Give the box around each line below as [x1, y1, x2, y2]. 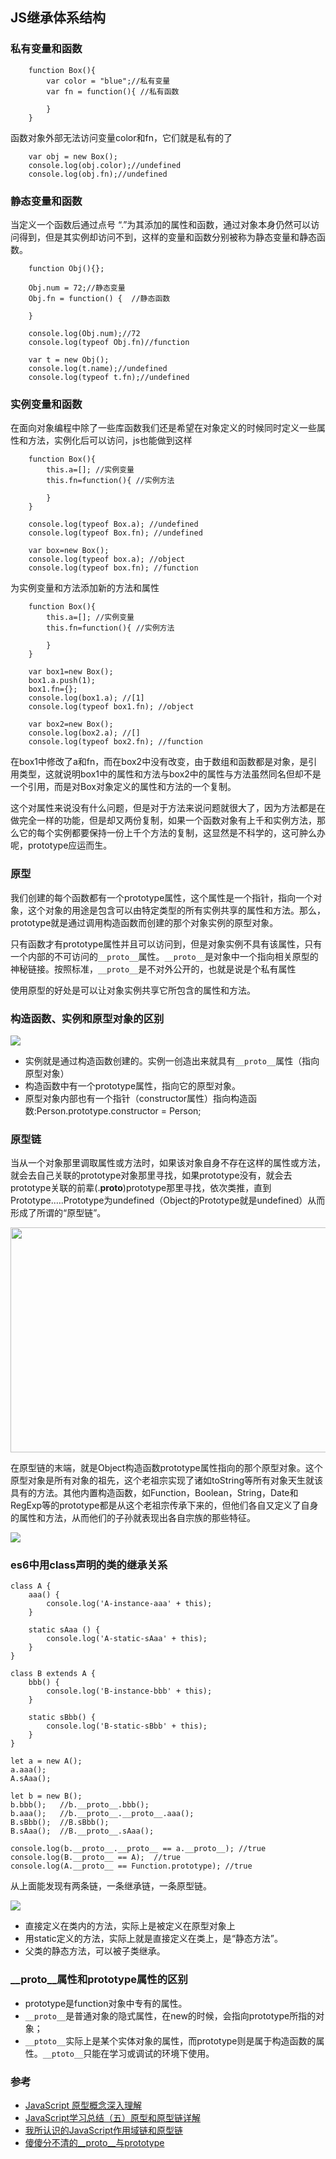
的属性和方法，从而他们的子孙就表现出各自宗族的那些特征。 [10, 1512, 256, 1524]
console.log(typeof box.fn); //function [28, 563, 199, 573]
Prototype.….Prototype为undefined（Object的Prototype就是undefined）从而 [10, 1194, 326, 1207]
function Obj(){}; [28, 263, 105, 273]
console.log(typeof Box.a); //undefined [28, 519, 199, 530]
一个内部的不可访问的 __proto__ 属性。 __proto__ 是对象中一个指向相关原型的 [10, 950, 319, 962]
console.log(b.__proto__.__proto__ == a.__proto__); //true [10, 1844, 267, 1854]
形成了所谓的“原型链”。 [10, 1207, 107, 1219]
